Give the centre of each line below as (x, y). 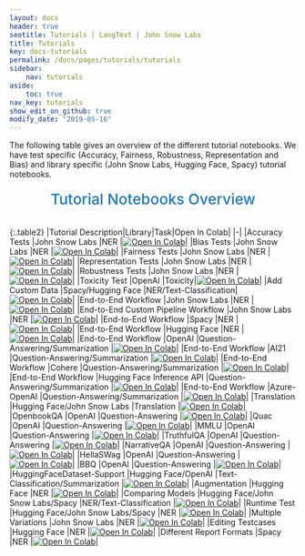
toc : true (45, 94)
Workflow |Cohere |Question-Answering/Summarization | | (149, 368)
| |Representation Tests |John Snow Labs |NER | (162, 261)
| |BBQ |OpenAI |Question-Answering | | (177, 464)
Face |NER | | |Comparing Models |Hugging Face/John (142, 493)
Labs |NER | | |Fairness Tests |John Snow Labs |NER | (140, 252)
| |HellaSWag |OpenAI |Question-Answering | (157, 455)
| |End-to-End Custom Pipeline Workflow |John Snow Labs (182, 309)
